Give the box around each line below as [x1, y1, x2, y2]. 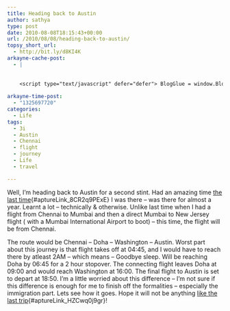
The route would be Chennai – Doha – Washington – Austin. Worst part [7, 238, 205, 246]
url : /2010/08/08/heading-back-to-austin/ [7, 36, 130, 43]
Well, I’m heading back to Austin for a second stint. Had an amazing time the [7, 188, 222, 196]
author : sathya [7, 16, 51, 23]
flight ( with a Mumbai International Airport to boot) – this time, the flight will [7, 217, 220, 225]
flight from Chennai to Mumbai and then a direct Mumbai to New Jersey [7, 210, 210, 218]
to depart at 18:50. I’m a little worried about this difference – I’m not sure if [7, 274, 216, 282]
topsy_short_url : [7, 42, 57, 49]
